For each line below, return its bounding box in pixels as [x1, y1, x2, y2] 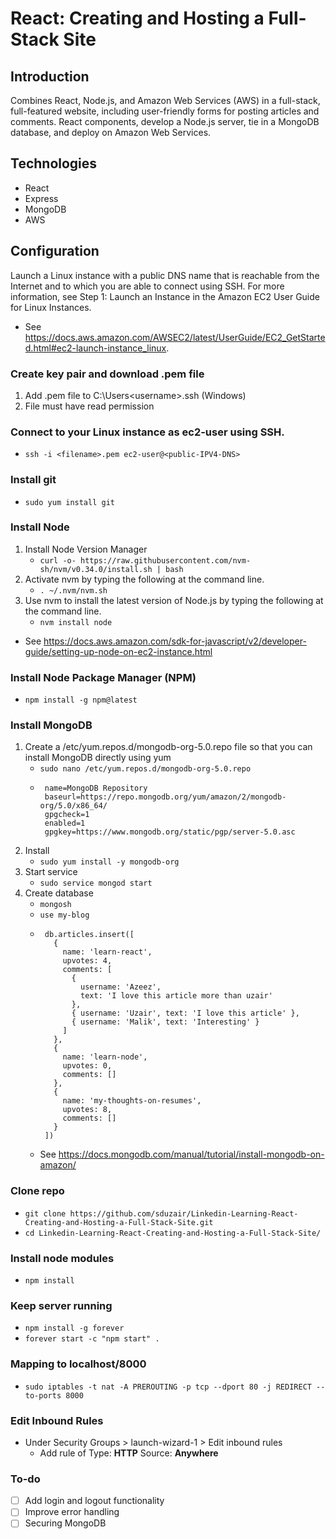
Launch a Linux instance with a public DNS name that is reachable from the [10, 269, 320, 281]
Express [24, 192, 59, 204]
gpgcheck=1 [44, 810, 90, 820]
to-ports [24, 1390, 62, 1401]
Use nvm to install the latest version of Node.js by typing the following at [24, 594, 324, 606]
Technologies [10, 155, 98, 172]
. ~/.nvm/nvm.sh [39, 585, 108, 596]
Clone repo [10, 1184, 65, 1198]
